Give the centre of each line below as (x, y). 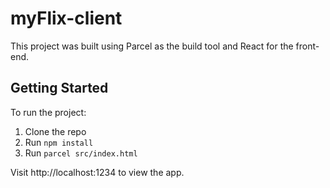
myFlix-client (66, 18)
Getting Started (59, 88)
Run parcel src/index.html (81, 153)
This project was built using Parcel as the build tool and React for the (152, 46)
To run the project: (48, 112)
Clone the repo (55, 131)
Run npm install (59, 142)
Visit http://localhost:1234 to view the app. (97, 172)
